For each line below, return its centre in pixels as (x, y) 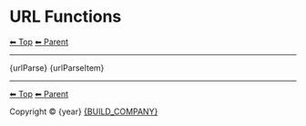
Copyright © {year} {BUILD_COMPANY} (84, 111)
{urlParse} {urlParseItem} (57, 68)
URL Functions (66, 17)
